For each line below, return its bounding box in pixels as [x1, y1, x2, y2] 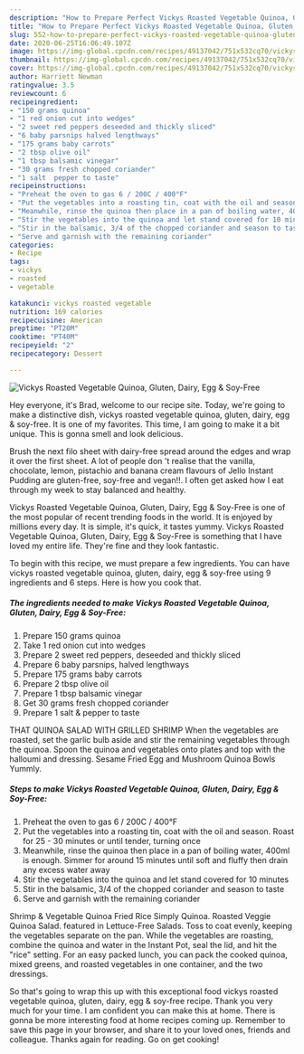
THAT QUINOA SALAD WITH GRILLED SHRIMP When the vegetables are [9, 725, 279, 736]
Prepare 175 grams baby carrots [22, 669, 143, 679]
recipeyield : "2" [9, 341, 75, 350]
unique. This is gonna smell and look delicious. [9, 428, 184, 439]
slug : [9, 30, 30, 39]
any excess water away [22, 864, 110, 875]
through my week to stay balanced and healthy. [9, 484, 187, 495]
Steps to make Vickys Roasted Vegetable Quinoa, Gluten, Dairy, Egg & [9, 783, 280, 794]
